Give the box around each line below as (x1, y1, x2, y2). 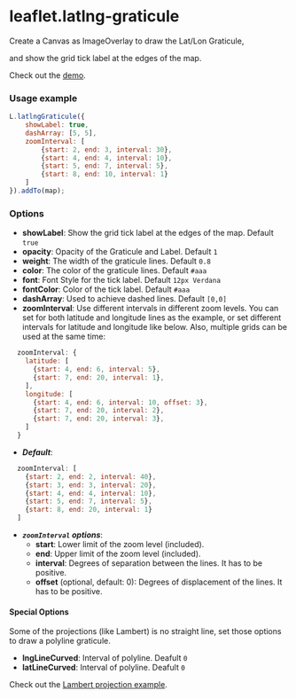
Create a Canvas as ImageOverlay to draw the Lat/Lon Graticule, (9, 35, 245, 46)
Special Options (9, 606, 69, 617)
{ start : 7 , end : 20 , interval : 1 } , (32, 373, 165, 382)
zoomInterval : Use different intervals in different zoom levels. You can (21, 303, 279, 314)
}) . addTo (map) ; (9, 186, 66, 196)
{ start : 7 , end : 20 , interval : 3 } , (32, 414, 165, 423)
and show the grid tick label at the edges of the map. (9, 52, 202, 63)
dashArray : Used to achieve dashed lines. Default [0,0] (21, 294, 228, 304)
